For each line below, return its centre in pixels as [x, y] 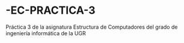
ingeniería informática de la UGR [46, 33]
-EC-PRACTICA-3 [51, 10]
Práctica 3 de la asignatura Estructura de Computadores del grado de [92, 27]
